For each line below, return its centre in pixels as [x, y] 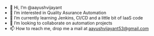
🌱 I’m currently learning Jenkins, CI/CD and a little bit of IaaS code [76, 18]
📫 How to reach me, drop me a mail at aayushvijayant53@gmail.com [79, 28]
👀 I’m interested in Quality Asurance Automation [58, 13]
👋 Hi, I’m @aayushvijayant [36, 8]
